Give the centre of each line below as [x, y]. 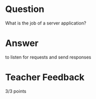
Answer [22, 43]
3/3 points [16, 91]
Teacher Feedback [45, 77]
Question [25, 9]
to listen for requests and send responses [48, 57]
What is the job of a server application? [46, 23]
